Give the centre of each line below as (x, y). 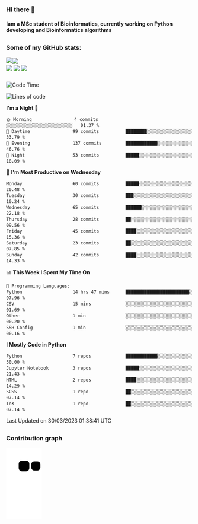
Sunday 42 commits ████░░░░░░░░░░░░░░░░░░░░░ (99, 255)
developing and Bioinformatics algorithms (59, 30)
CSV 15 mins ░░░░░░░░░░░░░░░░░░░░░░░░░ (99, 304)
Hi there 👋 (21, 9)
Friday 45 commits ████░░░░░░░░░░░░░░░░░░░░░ (99, 231)
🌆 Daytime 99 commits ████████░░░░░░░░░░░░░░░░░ (99, 132)
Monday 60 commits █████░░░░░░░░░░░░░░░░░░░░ (99, 184)
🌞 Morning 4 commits (52, 120)
